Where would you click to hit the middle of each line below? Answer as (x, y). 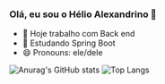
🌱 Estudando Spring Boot (69, 43)
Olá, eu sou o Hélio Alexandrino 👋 (83, 14)
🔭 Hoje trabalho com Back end (78, 34)
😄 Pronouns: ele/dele (62, 53)
